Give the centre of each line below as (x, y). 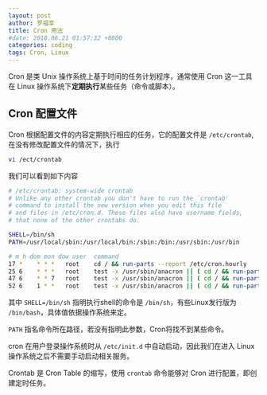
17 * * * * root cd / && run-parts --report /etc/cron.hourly (128, 264)
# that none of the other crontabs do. (74, 221)
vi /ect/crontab (35, 159)
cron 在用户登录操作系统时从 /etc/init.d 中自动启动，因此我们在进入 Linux (132, 346)
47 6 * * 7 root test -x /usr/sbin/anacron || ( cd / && (118, 279)
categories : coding (41, 45)
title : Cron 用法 (36, 30)
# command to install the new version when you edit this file (115, 205)
